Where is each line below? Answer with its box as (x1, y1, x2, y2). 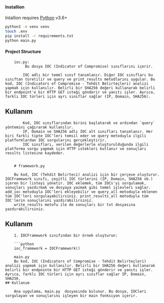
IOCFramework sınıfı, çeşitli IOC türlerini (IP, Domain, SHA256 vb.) (5, 176, 153, 182)
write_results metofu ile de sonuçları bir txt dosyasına (14, 202, 135, 207)
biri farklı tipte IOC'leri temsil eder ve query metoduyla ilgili (5, 133, 147, 138)
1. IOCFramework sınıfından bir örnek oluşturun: (14, 233, 118, 238)
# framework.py (14, 163, 45, 168)
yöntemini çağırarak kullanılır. (5, 124, 74, 130)
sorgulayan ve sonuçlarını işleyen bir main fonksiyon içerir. (5, 293, 138, 298)
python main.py (5, 38, 36, 43)
